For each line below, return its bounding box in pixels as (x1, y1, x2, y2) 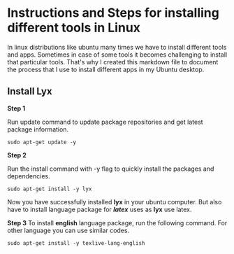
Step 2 (7, 150, 27, 159)
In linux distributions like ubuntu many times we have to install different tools (7, 43, 227, 51)
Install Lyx (7, 85, 52, 97)
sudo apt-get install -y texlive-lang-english (7, 239, 145, 246)
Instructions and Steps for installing (7, 5, 220, 21)
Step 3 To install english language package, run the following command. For (7, 218, 228, 227)
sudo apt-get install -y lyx (7, 185, 92, 192)
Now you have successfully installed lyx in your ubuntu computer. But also (7, 197, 222, 206)
